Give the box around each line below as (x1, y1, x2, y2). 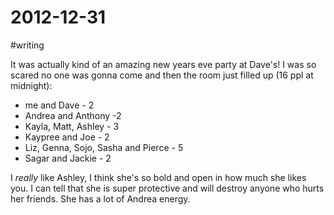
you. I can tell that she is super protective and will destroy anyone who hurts (10, 182, 325, 194)
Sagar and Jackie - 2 (24, 152, 112, 164)
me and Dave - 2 (24, 99, 95, 111)
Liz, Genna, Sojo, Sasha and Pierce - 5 (24, 141, 184, 153)
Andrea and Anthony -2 (24, 109, 122, 121)
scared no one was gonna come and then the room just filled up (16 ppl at (10, 69, 314, 81)
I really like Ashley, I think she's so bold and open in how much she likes (10, 171, 307, 183)
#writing (10, 39, 45, 51)
